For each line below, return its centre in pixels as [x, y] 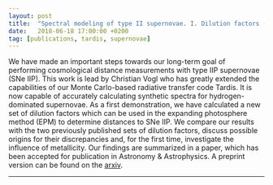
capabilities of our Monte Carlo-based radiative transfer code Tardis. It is [130, 88]
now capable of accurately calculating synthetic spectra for [108, 96]
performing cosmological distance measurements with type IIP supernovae [134, 71]
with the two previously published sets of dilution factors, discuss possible [133, 131]
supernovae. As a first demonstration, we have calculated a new [154, 105]
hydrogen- [227, 96]
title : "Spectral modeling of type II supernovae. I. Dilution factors [134, 24]
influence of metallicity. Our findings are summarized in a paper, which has [134, 148]
